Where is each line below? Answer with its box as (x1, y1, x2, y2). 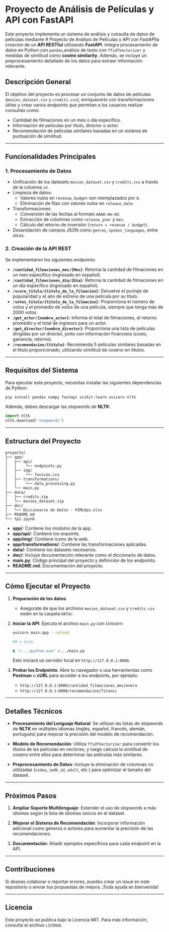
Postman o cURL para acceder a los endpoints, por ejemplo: (12, 672, 138, 679)
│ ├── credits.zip (5, 494, 49, 499)
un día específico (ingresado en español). (12, 282, 99, 288)
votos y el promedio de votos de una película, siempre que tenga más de (12, 304, 163, 310)
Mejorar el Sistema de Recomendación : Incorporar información (12, 820, 145, 826)
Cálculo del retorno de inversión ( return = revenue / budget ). (20, 222, 149, 228)
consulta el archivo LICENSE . (5, 922, 63, 928)
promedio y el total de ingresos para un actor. (12, 320, 107, 326)
